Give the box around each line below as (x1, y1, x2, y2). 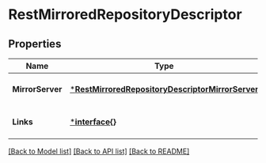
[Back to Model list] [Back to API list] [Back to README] (8, 146, 190, 156)
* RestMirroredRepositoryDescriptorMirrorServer (70, 84, 259, 94)
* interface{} (70, 116, 116, 127)
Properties (8, 37, 62, 51)
